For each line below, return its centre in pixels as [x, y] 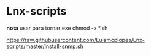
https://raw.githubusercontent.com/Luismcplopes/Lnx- [76, 40]
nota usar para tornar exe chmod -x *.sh [57, 28]
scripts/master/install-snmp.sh [45, 46]
